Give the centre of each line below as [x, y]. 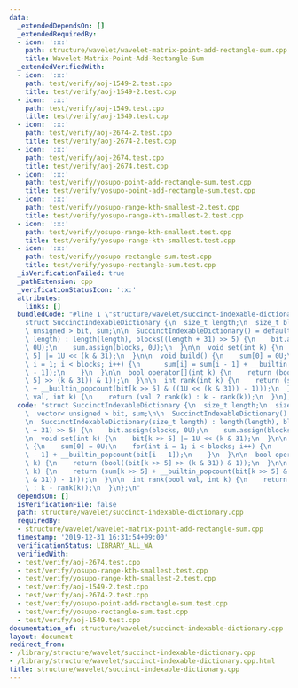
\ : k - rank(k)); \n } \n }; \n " [83, 488]
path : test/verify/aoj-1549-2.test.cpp [99, 83]
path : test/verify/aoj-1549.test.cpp [95, 108]
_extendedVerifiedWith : [61, 67]
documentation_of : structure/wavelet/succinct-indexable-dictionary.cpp [146, 628]
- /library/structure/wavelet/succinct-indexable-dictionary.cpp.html [142, 661]
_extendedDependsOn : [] [61, 26]
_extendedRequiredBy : [57, 34]
